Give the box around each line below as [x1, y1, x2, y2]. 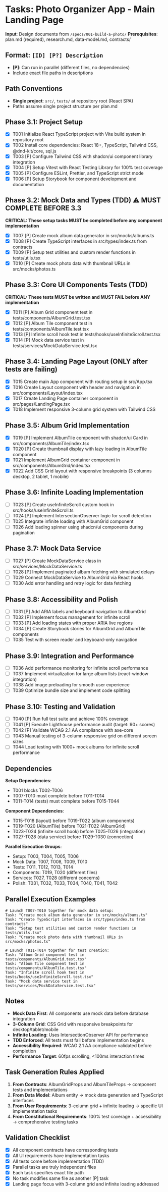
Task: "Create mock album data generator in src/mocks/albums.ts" [5, 912, 148, 918]
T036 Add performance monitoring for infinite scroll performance [12, 665, 149, 671]
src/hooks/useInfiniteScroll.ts [12, 507, 74, 513]
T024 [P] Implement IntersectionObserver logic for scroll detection [12, 512, 151, 518]
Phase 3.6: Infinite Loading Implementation [5, 488, 144, 497]
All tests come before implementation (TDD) [12, 1158, 104, 1164]
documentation [12, 181, 44, 187]
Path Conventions [5, 84, 63, 93]
